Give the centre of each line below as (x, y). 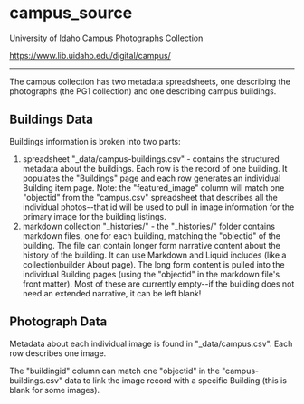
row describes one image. (58, 353)
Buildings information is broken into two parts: (95, 141)
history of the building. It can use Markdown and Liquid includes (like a (154, 255)
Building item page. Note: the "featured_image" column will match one (153, 187)
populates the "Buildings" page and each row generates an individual (152, 178)
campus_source (71, 13)
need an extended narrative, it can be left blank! (112, 293)
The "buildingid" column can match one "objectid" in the (114, 371)
